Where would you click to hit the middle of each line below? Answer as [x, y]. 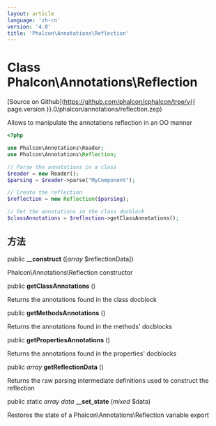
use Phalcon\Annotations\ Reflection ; [62, 154]
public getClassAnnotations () [52, 286]
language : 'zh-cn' [34, 20]
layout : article [31, 14]
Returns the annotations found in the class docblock [82, 299]
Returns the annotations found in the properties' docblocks [92, 353]
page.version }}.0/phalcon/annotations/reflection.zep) [85, 109]
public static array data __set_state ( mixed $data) [79, 401]
